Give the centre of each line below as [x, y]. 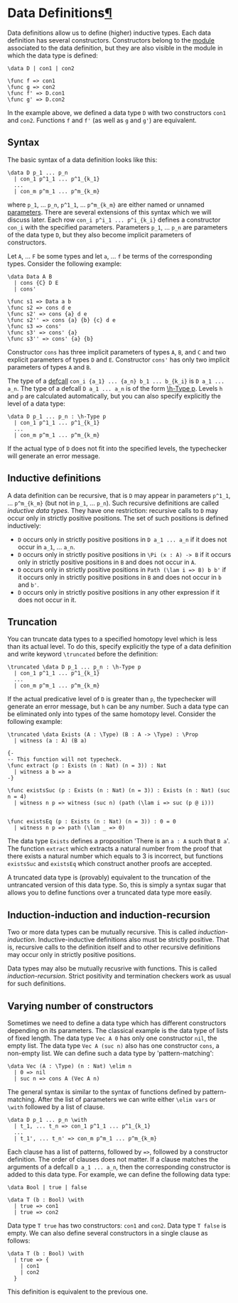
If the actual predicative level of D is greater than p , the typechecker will [112, 699]
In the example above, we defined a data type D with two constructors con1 [117, 112]
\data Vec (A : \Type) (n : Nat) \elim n [70, 1066]
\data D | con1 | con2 [41, 68]
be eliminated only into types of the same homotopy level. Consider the [112, 714]
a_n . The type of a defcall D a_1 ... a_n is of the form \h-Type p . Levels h [115, 388]
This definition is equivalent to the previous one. [78, 1292]
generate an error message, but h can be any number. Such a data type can [118, 707]
